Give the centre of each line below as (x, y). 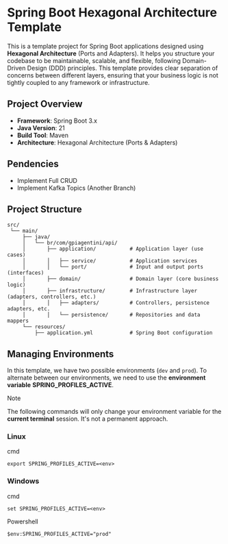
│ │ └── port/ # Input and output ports (113, 267)
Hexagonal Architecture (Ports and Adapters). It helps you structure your (111, 53)
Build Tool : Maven (43, 135)
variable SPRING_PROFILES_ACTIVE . (61, 385)
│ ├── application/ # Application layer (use (113, 249)
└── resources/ (44, 327)
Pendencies (33, 164)
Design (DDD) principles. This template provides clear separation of (123, 68)
